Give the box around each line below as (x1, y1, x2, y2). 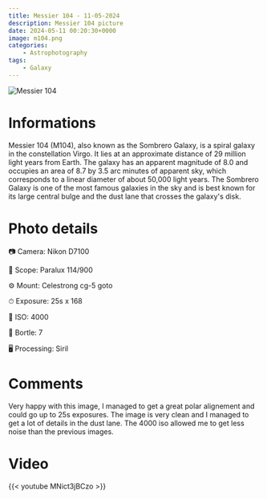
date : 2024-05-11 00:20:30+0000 (8, 26, 116, 34)
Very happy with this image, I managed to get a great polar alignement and (8, 401, 255, 411)
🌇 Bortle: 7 (8, 328, 43, 337)
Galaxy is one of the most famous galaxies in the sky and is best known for (8, 183, 256, 192)
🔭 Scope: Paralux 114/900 (8, 265, 94, 275)
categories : (8, 42, 48, 50)
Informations (8, 114, 96, 132)
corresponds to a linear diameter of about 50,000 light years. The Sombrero (8, 174, 259, 184)
